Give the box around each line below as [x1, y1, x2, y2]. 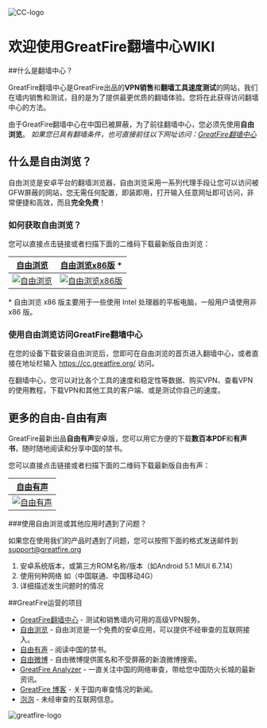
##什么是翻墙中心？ [8, 65, 73, 75]
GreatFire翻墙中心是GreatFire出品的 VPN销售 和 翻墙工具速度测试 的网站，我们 [8, 82, 258, 92]
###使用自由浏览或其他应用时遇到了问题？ [8, 519, 147, 529]
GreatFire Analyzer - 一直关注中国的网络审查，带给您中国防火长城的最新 [19, 665, 256, 675]
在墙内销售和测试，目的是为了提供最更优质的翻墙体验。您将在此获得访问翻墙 [8, 92, 259, 102]
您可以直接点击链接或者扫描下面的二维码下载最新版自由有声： [8, 460, 211, 470]
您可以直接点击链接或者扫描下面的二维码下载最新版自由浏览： [8, 239, 211, 249]
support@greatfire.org [8, 545, 82, 554]
